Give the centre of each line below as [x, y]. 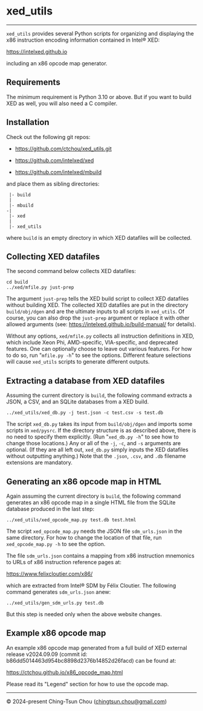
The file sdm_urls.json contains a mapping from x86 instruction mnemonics [100, 556]
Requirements [33, 82]
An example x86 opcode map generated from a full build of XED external [97, 648]
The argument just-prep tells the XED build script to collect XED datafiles [98, 299]
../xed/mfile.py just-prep [40, 288]
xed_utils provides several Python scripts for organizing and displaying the [100, 33]
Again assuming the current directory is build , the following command [94, 496]
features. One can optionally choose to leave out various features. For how [99, 349]
